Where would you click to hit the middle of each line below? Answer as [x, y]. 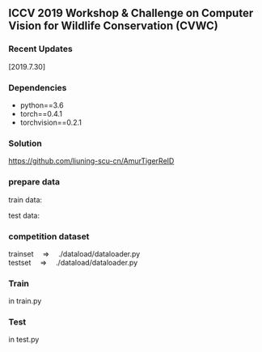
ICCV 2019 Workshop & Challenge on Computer [131, 13]
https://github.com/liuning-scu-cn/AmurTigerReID [91, 161]
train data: [25, 199]
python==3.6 [42, 105]
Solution [25, 143]
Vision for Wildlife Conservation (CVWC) [113, 26]
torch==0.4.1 [41, 113]
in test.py [24, 340]
